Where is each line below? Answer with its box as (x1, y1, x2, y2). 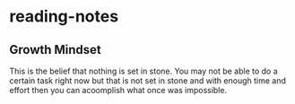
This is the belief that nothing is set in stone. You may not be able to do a (9, 65, 278, 76)
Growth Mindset (9, 42, 101, 57)
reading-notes (9, 6, 119, 27)
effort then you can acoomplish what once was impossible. (9, 85, 227, 95)
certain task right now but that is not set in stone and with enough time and (9, 75, 287, 86)
